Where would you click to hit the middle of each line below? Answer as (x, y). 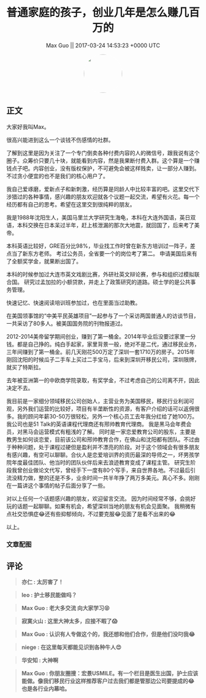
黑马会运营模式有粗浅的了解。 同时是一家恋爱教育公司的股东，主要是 (109, 431)
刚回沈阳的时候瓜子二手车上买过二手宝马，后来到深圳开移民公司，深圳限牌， (103, 359)
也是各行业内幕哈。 (46, 689)
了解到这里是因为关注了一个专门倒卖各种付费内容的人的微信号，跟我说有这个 (103, 153)
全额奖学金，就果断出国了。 (46, 261)
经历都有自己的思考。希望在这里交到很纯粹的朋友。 (71, 204)
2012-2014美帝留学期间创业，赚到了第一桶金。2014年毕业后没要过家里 (96, 336)
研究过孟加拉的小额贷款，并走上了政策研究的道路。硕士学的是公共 (107, 282)
